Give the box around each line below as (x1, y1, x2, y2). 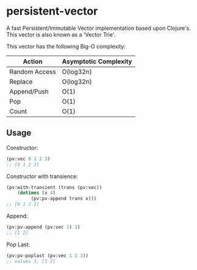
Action (23, 57, 43, 65)
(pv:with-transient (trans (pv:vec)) (6, 184, 102, 190)
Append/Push (9, 87, 49, 96)
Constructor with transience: (6, 172, 78, 180)
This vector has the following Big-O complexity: (6, 43, 126, 50)
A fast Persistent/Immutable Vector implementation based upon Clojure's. (6, 24, 191, 32)
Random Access (9, 67, 56, 76)
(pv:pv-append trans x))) (30, 196, 97, 202)
